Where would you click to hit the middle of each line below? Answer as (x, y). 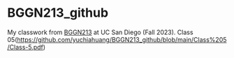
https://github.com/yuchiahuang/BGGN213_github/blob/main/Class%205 (122, 39)
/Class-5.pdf (25, 47)
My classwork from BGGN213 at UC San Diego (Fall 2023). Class (100, 32)
